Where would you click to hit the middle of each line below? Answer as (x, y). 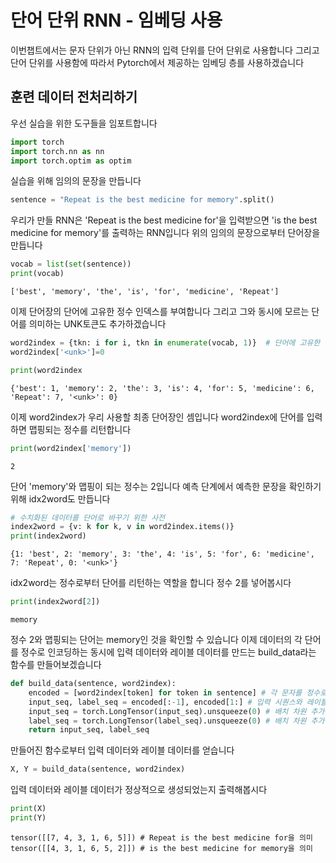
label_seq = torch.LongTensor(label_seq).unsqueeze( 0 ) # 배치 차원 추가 (176, 721)
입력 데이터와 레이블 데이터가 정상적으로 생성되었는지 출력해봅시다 (139, 790)
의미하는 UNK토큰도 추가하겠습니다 (97, 324)
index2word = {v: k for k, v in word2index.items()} (122, 527)
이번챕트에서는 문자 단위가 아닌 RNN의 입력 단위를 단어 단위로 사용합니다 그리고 (165, 50)
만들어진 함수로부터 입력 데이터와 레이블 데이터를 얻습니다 (122, 750)
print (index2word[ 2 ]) (55, 602)
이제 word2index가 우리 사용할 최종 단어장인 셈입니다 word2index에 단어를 (157, 417)
